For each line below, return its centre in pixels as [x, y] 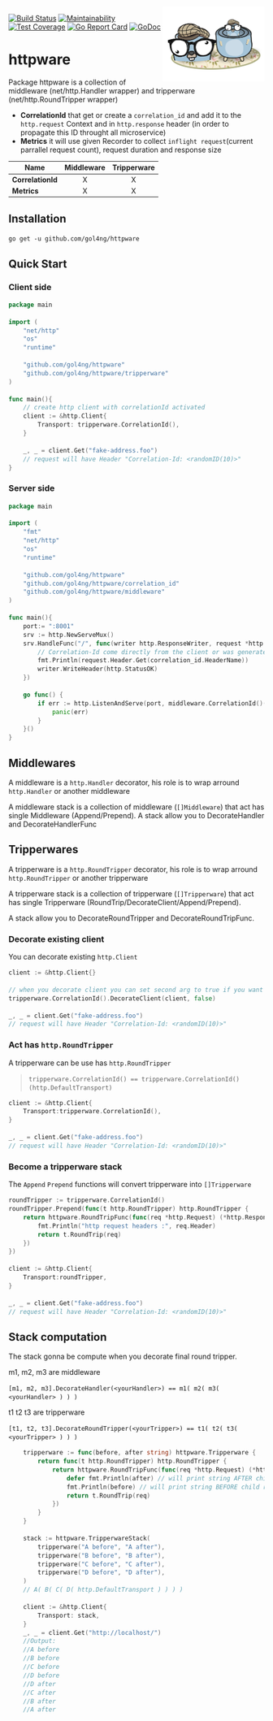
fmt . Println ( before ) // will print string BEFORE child [163, 1487]
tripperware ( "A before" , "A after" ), [101, 1547]
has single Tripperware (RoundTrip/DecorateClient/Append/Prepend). [125, 902]
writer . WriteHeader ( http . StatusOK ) [98, 669]
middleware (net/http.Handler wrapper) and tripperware [102, 90]
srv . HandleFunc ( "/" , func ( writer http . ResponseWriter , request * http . [145, 644]
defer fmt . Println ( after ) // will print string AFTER [159, 1478]
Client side [30, 287]
